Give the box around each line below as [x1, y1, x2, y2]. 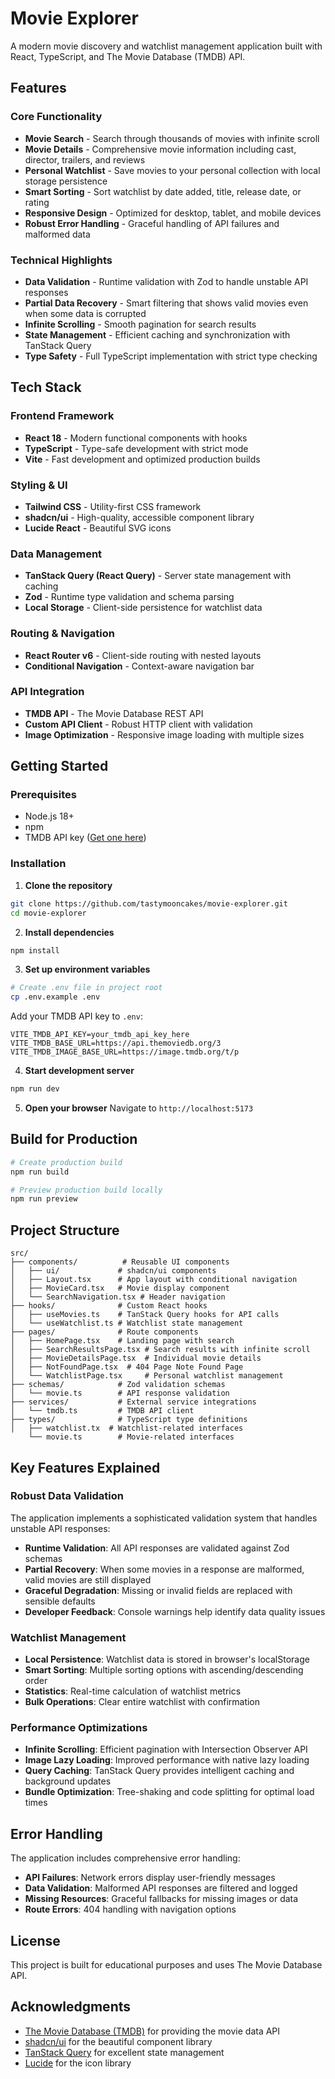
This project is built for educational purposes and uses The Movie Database [10, 1959, 323, 1971]
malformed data [24, 228, 91, 240]
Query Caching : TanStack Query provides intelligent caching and [24, 1765, 295, 1777]
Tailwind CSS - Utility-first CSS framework [24, 500, 202, 512]
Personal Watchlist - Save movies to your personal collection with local [24, 164, 321, 176]
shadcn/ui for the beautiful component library [24, 2035, 213, 2047]
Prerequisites [10, 788, 77, 802]
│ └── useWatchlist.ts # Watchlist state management [10, 1318, 244, 1329]
